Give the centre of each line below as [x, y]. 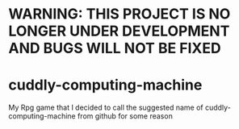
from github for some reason [125, 116]
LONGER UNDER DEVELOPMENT [119, 31]
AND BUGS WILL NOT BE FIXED [115, 48]
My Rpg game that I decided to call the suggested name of [106, 108]
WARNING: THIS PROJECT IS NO [119, 14]
